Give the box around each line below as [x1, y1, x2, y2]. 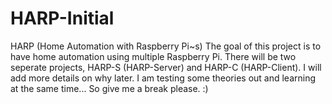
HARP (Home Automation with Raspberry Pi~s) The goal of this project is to [10, 40, 322, 52]
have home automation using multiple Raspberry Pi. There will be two [10, 50, 297, 62]
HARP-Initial [10, 7, 115, 30]
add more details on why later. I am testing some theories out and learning [10, 72, 317, 84]
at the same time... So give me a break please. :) [10, 82, 209, 94]
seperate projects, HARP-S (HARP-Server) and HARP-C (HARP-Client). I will [10, 61, 322, 73]
